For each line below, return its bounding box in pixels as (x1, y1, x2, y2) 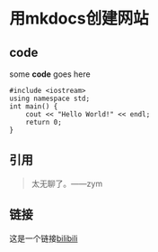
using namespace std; (9, 94, 91, 103)
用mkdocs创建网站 (9, 8, 150, 29)
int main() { (9, 102, 58, 111)
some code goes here (9, 69, 92, 79)
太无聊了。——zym (31, 178, 103, 189)
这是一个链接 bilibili (9, 232, 78, 244)
